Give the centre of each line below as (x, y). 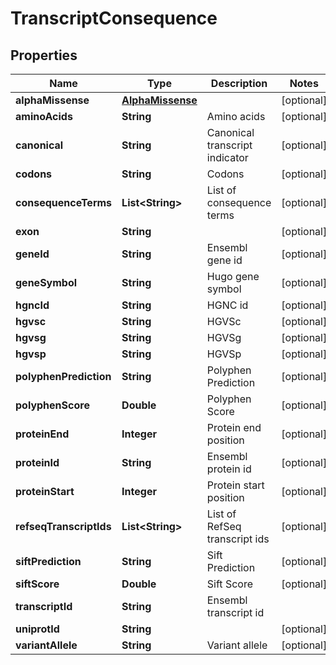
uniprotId (37, 629)
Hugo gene (233, 276)
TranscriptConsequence (114, 18)
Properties (44, 55)
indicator (227, 157)
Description (239, 83)
